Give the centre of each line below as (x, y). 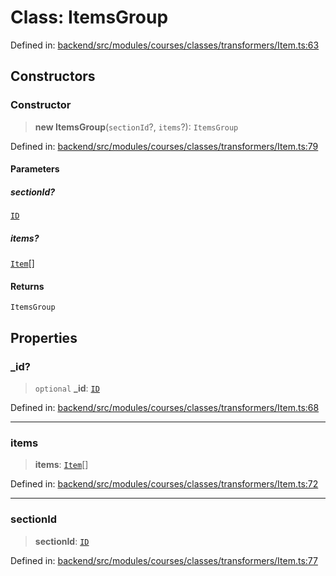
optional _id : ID (67, 388)
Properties (44, 337)
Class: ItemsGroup (89, 17)
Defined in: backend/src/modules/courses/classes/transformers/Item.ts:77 (164, 560)
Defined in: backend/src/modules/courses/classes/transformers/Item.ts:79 (164, 146)
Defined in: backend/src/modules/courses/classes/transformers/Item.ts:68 (165, 408)
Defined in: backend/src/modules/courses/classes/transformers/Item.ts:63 (165, 45)
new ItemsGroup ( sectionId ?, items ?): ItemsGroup (136, 127)
